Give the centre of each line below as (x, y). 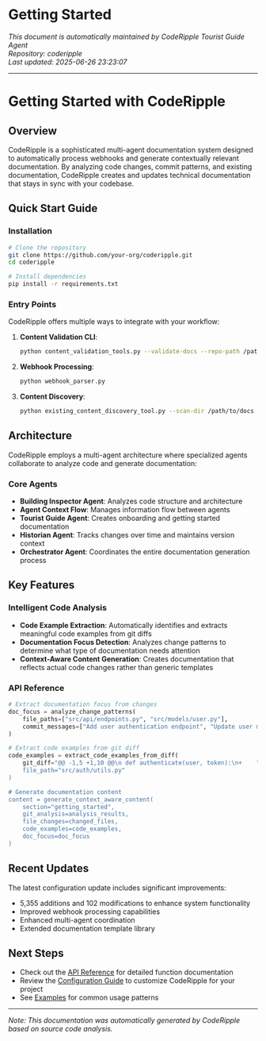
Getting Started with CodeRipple (117, 102)
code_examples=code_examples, (72, 829)
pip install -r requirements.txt (63, 284)
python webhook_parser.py (62, 382)
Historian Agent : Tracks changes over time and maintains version (127, 535)
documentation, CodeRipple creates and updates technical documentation (129, 175)
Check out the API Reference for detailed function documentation (126, 972)
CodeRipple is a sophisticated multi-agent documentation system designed (131, 149)
